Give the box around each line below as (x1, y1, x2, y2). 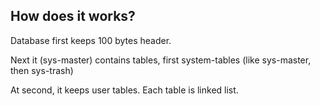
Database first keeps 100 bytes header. (10, 34, 172, 46)
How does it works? (10, 8, 136, 25)
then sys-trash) (10, 64, 74, 76)
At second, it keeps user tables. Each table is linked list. (10, 84, 239, 96)
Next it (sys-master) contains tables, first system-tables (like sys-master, (10, 54, 312, 66)
